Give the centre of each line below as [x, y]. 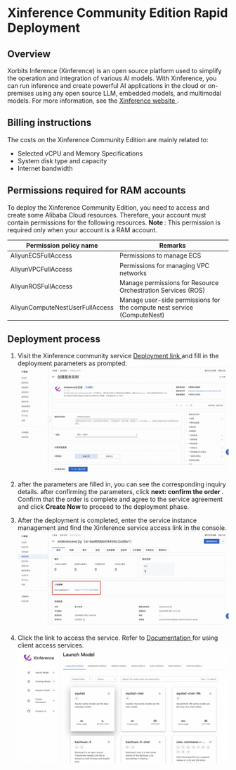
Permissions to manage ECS [160, 255]
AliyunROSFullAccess [41, 286]
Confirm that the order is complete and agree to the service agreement [120, 499]
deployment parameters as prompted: [72, 363]
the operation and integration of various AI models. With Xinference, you [112, 78]
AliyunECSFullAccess [41, 255]
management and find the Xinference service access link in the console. [122, 528]
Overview [29, 54]
